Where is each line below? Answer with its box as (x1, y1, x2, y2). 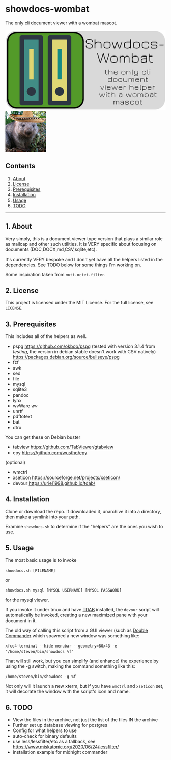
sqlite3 (12, 386, 27, 392)
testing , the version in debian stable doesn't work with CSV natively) (12, 349, 156, 355)
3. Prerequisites (5, 320, 57, 328)
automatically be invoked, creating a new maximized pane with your (5, 612, 148, 618)
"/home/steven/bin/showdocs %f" (5, 649, 74, 654)
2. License (5, 286, 39, 295)
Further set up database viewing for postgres (12, 722, 108, 728)
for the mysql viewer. (5, 597, 49, 603)
